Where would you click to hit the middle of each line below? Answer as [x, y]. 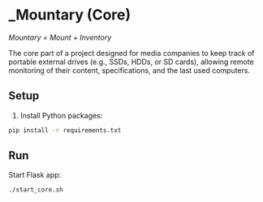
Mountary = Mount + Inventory [60, 37]
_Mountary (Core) [70, 15]
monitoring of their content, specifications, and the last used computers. [129, 70]
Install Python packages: [61, 115]
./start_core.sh [36, 190]
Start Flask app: [35, 175]
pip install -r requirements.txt [65, 130]
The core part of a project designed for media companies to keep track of [131, 53]
